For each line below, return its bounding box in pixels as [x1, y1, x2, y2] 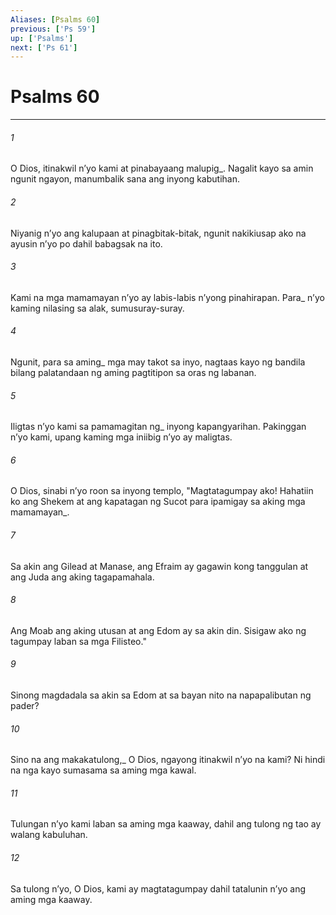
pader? [10, 700, 40, 712]
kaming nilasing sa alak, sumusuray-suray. [10, 302, 185, 314]
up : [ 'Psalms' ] [10, 33, 74, 43]
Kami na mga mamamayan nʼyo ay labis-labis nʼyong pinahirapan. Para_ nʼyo [10, 291, 325, 303]
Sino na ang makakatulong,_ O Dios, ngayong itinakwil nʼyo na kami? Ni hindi [10, 754, 326, 766]
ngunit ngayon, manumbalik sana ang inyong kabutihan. [10, 173, 241, 185]
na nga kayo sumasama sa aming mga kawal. [10, 764, 197, 776]
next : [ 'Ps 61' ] [10, 42, 78, 53]
